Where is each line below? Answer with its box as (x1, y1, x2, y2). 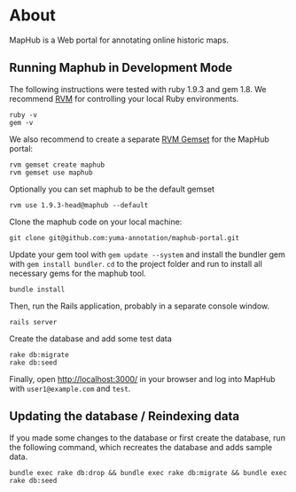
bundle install (9, 285, 66, 293)
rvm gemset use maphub (9, 168, 93, 177)
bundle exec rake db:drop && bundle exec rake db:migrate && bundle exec (9, 468, 288, 477)
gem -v (9, 118, 34, 127)
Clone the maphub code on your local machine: (9, 216, 183, 227)
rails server (9, 317, 58, 326)
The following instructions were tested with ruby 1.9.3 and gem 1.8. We (9, 83, 267, 94)
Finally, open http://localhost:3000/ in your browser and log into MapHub (9, 373, 277, 384)
